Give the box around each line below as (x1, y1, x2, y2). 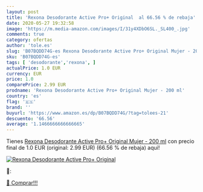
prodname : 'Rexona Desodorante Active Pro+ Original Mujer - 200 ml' (6, 88, 185, 94)
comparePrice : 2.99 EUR (6, 82, 66, 88)
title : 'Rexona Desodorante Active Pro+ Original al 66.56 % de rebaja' (6, 14, 196, 21)
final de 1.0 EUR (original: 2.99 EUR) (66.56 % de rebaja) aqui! (6, 144, 160, 152)
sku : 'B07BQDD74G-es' (6, 54, 61, 60)
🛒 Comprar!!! (6, 179, 38, 187)
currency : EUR (6, 71, 42, 77)
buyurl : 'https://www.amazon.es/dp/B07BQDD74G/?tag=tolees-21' (6, 110, 169, 116)
